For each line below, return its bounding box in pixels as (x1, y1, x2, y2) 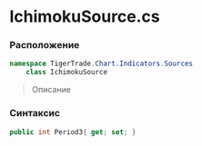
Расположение (9, 39, 80, 52)
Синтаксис (9, 107, 61, 120)
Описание (31, 84, 71, 95)
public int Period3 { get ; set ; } (9, 127, 136, 137)
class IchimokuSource (25, 68, 107, 77)
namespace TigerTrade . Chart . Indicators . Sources (9, 59, 194, 69)
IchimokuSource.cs (9, 6, 161, 27)
